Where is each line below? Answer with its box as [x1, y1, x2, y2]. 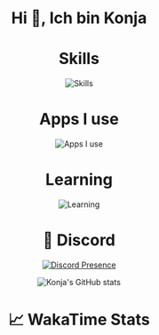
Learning [44, 170, 114, 190]
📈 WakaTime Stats [8, 310, 150, 330]
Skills [58, 49, 100, 69]
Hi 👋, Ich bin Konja [11, 8, 147, 28]
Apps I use [39, 109, 119, 130]
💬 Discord [42, 230, 116, 251]
